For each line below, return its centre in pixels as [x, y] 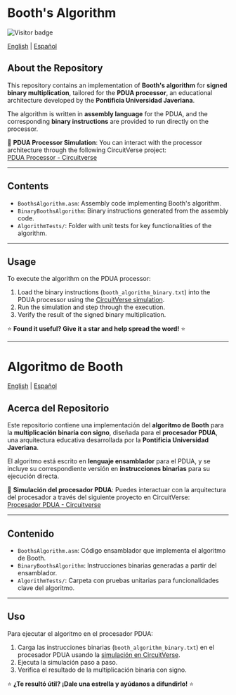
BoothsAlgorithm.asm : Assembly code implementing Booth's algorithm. [119, 203]
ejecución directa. [33, 476]
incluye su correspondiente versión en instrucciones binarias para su [109, 469]
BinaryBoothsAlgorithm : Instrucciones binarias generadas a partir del [117, 565]
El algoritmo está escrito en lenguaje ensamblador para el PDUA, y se [109, 461]
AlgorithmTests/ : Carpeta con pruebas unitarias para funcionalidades [118, 580]
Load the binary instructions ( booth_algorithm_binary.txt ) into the [114, 292]
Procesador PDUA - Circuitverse [54, 505]
